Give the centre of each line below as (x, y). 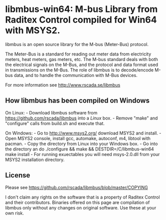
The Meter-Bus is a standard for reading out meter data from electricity (78, 54)
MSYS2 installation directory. (35, 159)
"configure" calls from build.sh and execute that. (55, 123)
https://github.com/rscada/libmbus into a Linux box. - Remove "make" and (82, 118)
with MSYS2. (33, 30)
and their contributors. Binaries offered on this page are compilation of (78, 202)
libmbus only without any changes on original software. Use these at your (81, 207)
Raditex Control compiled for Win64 (81, 20)
